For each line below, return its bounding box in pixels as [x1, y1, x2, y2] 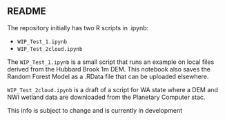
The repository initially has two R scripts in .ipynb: [7, 23, 149, 32]
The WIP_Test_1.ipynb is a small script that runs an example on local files [7, 58, 215, 66]
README [7, 5, 46, 17]
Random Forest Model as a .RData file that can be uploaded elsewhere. [7, 72, 209, 80]
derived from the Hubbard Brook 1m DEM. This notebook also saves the [7, 65, 211, 73]
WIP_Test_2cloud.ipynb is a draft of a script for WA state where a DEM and [7, 85, 219, 93]
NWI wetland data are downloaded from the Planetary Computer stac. [7, 93, 206, 101]
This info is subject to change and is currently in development [7, 106, 183, 114]
